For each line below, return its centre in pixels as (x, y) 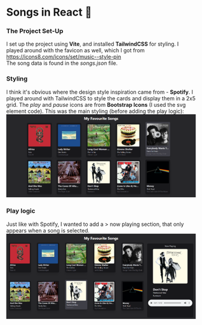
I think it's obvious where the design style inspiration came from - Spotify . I (100, 92)
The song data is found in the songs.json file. (62, 63)
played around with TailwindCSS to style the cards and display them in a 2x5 (101, 98)
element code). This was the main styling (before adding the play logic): (95, 111)
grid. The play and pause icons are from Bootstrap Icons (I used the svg (96, 105)
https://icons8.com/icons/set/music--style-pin (64, 57)
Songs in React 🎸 (49, 12)
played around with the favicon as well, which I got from (76, 50)
